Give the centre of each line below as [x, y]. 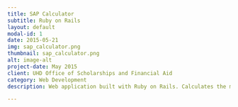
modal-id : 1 [25, 34]
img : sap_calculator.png [44, 47]
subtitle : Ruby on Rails [44, 21]
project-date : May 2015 [42, 67]
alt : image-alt [30, 60]
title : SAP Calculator [41, 14]
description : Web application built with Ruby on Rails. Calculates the [117, 86]
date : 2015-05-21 [33, 40]
